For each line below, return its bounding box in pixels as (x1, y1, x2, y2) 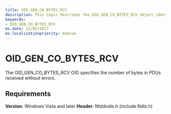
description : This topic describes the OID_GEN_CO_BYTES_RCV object (5, 12, 154, 17)
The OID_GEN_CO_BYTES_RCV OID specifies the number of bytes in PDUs (5, 69, 161, 75)
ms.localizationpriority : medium (5, 31, 76, 36)
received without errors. (5, 74, 56, 81)
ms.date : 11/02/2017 (5, 26, 49, 31)
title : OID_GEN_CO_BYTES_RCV (5, 7, 67, 13)
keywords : (5, 17, 26, 22)
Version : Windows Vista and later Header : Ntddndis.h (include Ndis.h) (5, 103, 153, 109)
